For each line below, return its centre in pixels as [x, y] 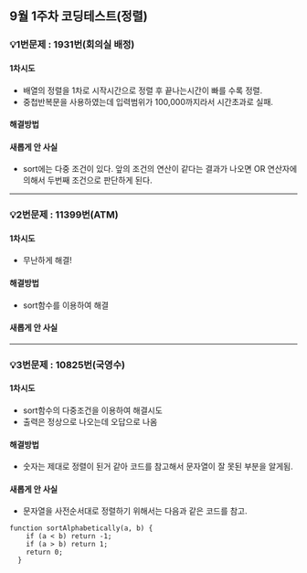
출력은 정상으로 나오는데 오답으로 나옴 [90, 421]
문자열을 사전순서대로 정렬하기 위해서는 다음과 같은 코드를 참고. [135, 511]
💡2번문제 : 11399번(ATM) [64, 215]
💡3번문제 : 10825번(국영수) [68, 365]
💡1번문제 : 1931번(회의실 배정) [72, 45]
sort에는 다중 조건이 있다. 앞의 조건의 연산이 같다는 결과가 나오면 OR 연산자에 [160, 169]
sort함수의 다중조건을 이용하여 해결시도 [92, 410]
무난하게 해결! [48, 260]
